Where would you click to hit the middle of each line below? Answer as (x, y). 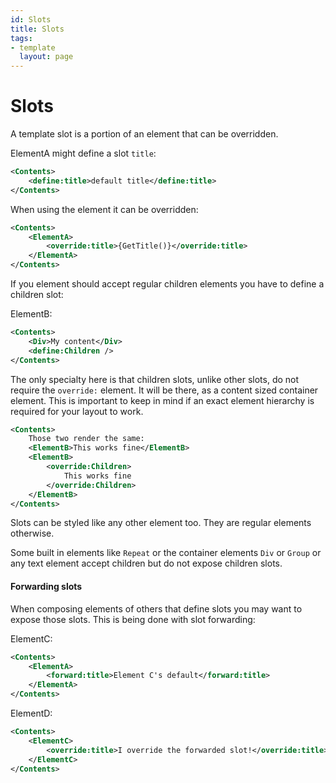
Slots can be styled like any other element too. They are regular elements (161, 523)
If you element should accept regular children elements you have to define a (167, 284)
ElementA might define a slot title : (83, 153)
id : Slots (31, 19)
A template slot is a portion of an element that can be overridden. (144, 134)
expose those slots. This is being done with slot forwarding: (133, 619)
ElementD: (31, 713)
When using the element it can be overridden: (104, 209)
